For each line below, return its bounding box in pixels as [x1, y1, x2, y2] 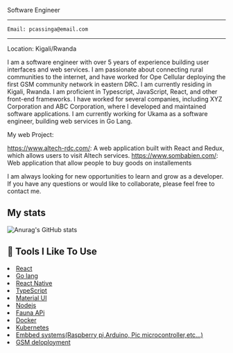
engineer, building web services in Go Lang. [7, 117, 133, 125]
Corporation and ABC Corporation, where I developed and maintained [7, 102, 207, 110]
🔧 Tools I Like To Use [7, 246, 97, 258]
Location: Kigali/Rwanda [7, 44, 77, 53]
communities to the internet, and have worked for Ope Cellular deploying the [7, 73, 226, 81]
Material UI [16, 293, 47, 302]
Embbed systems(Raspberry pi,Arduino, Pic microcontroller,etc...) [16, 330, 203, 339]
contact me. [7, 187, 42, 195]
